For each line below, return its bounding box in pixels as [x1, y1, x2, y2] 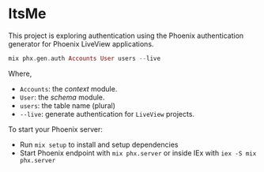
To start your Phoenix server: [8, 124, 103, 134]
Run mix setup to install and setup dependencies [19, 140, 179, 149]
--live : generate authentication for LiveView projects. [19, 109, 195, 118]
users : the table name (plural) [19, 100, 116, 110]
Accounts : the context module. [19, 84, 118, 93]
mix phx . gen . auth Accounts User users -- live [8, 54, 160, 62]
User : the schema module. [19, 92, 105, 102]
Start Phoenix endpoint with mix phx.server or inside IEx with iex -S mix [19, 148, 257, 158]
